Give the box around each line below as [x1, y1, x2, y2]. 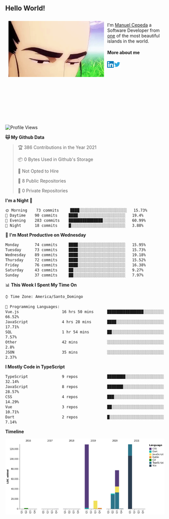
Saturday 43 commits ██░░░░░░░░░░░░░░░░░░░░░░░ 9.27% [5, 268, 144, 273]
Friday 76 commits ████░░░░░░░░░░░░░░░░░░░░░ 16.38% [5, 263, 146, 268]
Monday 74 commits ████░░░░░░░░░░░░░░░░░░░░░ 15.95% [5, 242, 146, 247]
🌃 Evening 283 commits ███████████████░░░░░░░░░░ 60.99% [5, 218, 146, 223]
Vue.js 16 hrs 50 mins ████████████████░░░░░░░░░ [5, 310, 164, 315]
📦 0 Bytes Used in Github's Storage [17, 156, 94, 162]
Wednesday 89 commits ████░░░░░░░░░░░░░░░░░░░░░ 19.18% [5, 252, 146, 257]
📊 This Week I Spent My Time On [5, 282, 77, 288]
